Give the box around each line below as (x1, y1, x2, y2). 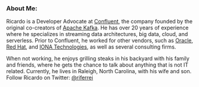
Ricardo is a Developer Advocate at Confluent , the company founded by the (6, 18, 193, 25)
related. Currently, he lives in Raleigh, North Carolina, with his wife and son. (6, 68, 192, 75)
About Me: (6, 4, 38, 13)
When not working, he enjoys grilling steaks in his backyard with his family (6, 55, 189, 62)
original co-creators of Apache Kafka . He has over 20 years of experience (6, 24, 189, 31)
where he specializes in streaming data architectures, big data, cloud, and (6, 31, 188, 38)
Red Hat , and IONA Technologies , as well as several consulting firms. (6, 43, 176, 50)
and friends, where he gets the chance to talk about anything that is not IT (6, 61, 189, 68)
